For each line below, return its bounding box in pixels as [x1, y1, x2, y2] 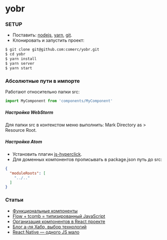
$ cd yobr [5, 52, 26, 57]
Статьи [5, 197, 24, 204]
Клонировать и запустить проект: [12, 37, 85, 43]
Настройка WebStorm [5, 109, 53, 115]
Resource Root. [5, 127, 37, 133]
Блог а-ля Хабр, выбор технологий [12, 224, 87, 230]
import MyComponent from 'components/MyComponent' [5, 98, 113, 104]
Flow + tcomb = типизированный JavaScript [12, 213, 105, 219]
